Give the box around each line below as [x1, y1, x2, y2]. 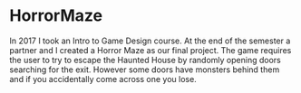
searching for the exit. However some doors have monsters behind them [9, 64, 280, 75]
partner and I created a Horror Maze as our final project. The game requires [9, 44, 292, 55]
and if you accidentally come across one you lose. [9, 73, 197, 84]
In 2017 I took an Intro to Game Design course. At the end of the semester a [9, 35, 291, 46]
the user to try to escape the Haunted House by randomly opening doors [9, 54, 281, 65]
